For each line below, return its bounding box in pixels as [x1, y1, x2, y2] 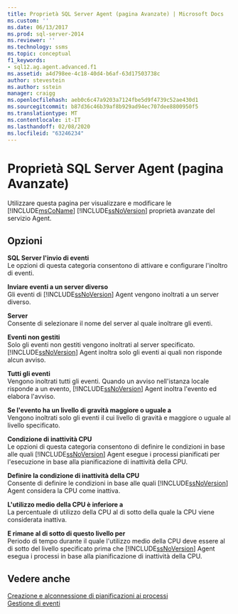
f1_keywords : [7, 57, 46, 64]
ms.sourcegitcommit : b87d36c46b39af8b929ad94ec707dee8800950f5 [7, 103, 199, 110]
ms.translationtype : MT [7, 110, 78, 117]
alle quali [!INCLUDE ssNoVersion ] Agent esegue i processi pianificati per [7, 450, 220, 459]
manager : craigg [7, 90, 55, 97]
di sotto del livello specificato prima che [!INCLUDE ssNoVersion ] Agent [7, 544, 215, 553]
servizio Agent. [7, 214, 52, 223]
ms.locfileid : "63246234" [7, 130, 84, 137]
